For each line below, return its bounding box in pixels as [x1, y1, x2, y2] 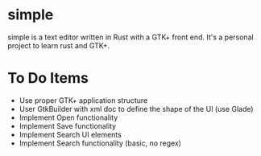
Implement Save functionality [19, 121, 117, 130]
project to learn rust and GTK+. [7, 40, 110, 50]
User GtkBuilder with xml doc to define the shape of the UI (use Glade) [19, 104, 255, 113]
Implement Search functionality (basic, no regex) [19, 138, 182, 148]
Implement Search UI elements [19, 129, 122, 139]
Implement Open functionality [19, 113, 118, 122]
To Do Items [7, 69, 89, 88]
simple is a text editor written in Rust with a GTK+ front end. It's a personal [7, 32, 255, 42]
